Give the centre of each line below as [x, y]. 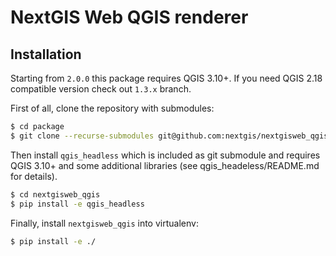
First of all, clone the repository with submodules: [112, 108]
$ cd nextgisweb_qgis [55, 194]
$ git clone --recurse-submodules [82, 136]
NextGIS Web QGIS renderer [129, 17]
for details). [34, 176]
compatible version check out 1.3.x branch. [101, 89]
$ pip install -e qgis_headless [77, 204]
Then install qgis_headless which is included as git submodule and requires [165, 155]
